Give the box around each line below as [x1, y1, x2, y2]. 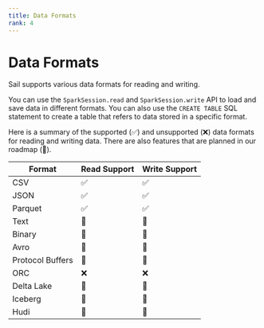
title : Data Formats [8, 11, 77, 20]
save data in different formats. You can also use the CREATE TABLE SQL [8, 103, 238, 113]
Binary [12, 228, 37, 240]
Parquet [12, 203, 42, 214]
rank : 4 [8, 19, 34, 27]
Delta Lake [12, 280, 53, 291]
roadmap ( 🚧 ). [8, 145, 52, 154]
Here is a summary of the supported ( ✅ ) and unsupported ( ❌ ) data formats [8, 127, 255, 137]
